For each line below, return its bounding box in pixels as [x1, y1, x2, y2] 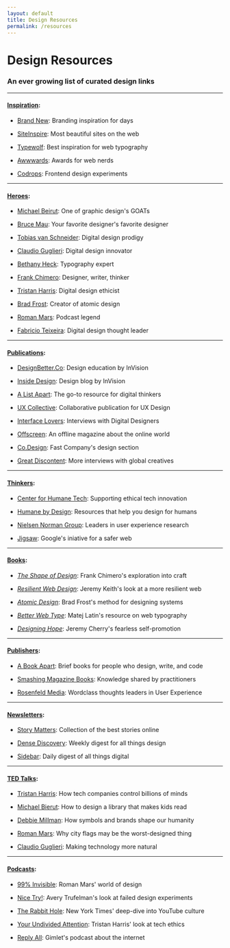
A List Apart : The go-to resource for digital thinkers [16, 390, 162, 398]
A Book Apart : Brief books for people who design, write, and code [16, 662, 203, 670]
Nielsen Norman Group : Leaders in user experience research [16, 520, 190, 528]
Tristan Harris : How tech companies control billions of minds [16, 790, 188, 798]
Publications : [7, 348, 46, 356]
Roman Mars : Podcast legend [16, 313, 101, 321]
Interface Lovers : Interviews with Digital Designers [16, 417, 159, 425]
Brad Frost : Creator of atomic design [16, 300, 120, 308]
